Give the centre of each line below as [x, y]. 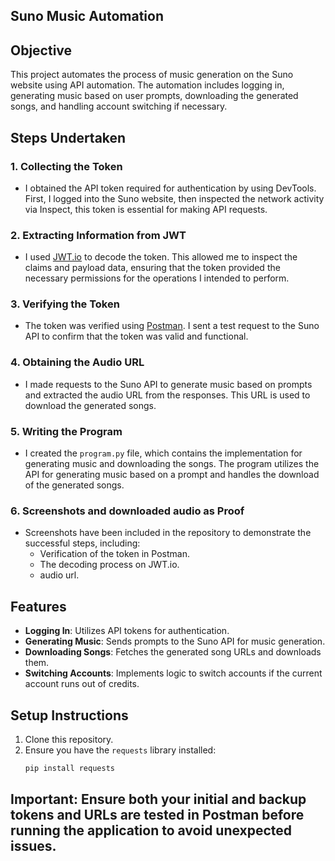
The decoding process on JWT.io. [109, 565]
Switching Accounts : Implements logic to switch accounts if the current [173, 673]
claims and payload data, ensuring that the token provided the [152, 268]
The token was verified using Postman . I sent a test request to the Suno [172, 326]
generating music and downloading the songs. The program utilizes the [172, 464]
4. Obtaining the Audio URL [77, 362]
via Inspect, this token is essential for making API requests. [146, 209]
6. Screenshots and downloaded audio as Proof [127, 511]
